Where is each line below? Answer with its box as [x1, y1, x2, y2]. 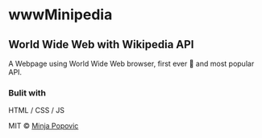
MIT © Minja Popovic [8, 121, 79, 131]
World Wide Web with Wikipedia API [8, 38, 194, 51]
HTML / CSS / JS [8, 106, 65, 116]
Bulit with [8, 87, 47, 98]
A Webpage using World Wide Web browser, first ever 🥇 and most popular [8, 59, 255, 68]
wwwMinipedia [8, 6, 113, 24]
